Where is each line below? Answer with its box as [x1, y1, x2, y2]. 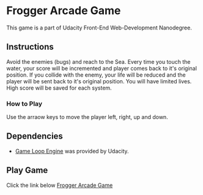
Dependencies [6, 131, 63, 142]
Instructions [6, 42, 54, 52]
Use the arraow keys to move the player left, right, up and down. [6, 113, 168, 121]
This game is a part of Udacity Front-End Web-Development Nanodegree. [6, 24, 193, 31]
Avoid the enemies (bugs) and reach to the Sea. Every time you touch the [6, 58, 191, 65]
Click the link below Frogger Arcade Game [6, 182, 113, 189]
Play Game [6, 165, 48, 175]
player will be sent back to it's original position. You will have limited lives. [6, 77, 192, 85]
